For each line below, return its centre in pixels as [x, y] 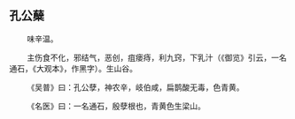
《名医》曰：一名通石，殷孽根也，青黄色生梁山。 [116, 106]
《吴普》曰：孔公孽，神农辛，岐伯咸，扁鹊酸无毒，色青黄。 [135, 87]
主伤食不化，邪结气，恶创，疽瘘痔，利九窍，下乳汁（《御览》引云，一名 [156, 57]
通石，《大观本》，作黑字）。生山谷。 [73, 68]
